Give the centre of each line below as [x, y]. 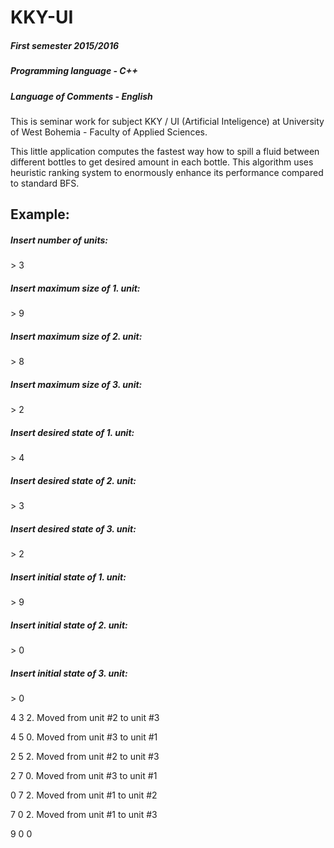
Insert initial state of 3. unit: [69, 673]
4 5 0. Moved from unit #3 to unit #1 [84, 737]
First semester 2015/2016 [65, 45]
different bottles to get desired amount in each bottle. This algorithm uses [162, 162]
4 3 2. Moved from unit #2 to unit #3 [85, 717]
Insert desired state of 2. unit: [73, 480]
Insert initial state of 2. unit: [69, 625]
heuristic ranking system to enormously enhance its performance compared [167, 172]
